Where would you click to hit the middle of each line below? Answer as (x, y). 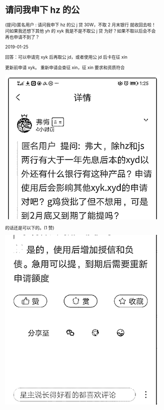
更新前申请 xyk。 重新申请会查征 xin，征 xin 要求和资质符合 (65, 67)
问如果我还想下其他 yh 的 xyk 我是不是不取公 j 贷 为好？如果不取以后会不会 (81, 31)
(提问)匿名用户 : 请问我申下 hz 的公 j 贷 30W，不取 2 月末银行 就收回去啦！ (81, 25)
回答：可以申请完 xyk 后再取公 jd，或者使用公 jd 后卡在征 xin (66, 57)
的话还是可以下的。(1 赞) (30, 228)
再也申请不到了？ (22, 37)
